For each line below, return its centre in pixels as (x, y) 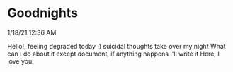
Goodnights (42, 13)
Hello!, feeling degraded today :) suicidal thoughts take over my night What (116, 46)
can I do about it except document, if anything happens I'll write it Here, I (113, 54)
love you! (21, 61)
